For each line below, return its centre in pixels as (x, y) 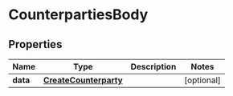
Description (153, 67)
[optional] (202, 80)
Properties (35, 44)
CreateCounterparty (83, 80)
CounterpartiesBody (78, 15)
